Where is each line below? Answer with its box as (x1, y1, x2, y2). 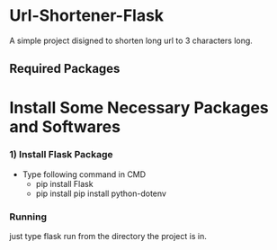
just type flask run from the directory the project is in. (9, 231, 207, 242)
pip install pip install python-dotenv (35, 188, 166, 199)
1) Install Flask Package (9, 148, 113, 161)
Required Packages (9, 61, 121, 76)
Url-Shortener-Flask (9, 5, 165, 26)
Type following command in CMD (22, 168, 147, 180)
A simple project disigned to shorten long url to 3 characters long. (9, 35, 254, 46)
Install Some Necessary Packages (9, 97, 269, 118)
